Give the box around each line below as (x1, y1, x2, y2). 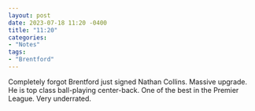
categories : (8, 33, 47, 42)
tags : (8, 48, 26, 56)
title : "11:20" (8, 26, 58, 34)
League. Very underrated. (8, 94, 92, 103)
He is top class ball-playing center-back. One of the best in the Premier (8, 85, 239, 94)
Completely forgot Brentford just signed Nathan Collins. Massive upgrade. (8, 76, 248, 87)
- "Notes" (8, 41, 41, 49)
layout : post (8, 11, 51, 20)
